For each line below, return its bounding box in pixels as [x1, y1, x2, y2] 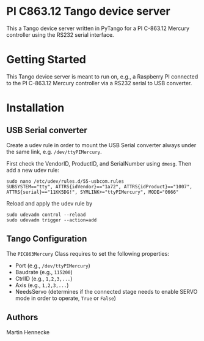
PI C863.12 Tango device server [6, 4, 170, 18]
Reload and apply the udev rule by [6, 199, 93, 207]
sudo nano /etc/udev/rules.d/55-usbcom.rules [6, 178, 124, 185]
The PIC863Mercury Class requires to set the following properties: [6, 250, 169, 257]
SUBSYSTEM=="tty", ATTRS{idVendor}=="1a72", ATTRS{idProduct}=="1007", [6, 183, 192, 190]
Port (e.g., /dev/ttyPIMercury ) [15, 262, 90, 269]
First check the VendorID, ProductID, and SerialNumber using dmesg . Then [6, 159, 192, 167]
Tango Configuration [6, 234, 87, 244]
